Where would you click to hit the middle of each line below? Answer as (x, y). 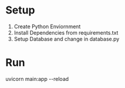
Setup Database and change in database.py (67, 39)
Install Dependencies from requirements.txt (66, 32)
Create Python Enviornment (47, 26)
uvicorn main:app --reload (37, 79)
